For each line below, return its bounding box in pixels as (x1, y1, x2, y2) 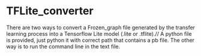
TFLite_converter (6, 4, 94, 18)
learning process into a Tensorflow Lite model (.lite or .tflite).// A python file (6, 30, 192, 37)
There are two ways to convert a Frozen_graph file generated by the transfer (6, 24, 196, 31)
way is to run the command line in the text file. (6, 43, 121, 50)
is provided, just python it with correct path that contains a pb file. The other (6, 36, 195, 43)
